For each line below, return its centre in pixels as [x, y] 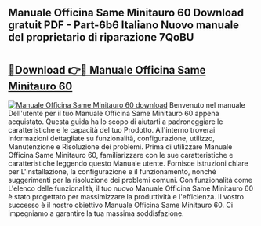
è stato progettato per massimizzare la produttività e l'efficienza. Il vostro [126, 197]
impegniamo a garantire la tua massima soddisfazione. [96, 213]
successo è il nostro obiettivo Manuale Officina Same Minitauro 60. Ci [121, 205]
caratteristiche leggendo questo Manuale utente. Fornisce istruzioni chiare [128, 163]
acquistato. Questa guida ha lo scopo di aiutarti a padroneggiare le [116, 122]
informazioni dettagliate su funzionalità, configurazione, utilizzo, [112, 138]
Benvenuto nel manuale [207, 105]
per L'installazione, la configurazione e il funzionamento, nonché [112, 171]
